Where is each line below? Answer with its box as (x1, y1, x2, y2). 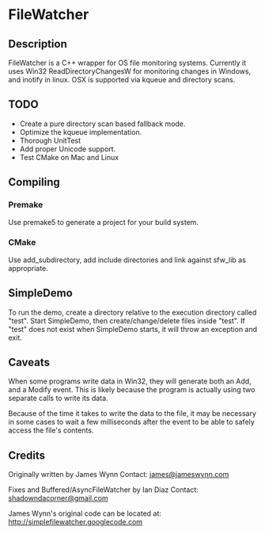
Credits (8, 448, 46, 462)
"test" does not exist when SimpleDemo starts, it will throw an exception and (8, 324, 258, 334)
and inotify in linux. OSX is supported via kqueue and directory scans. (8, 75, 236, 84)
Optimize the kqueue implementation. (19, 127, 142, 136)
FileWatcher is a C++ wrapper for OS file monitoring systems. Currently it (8, 58, 247, 67)
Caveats (8, 356, 50, 369)
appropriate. (8, 263, 49, 273)
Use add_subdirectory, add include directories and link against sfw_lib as (8, 255, 247, 265)
